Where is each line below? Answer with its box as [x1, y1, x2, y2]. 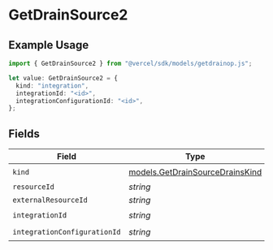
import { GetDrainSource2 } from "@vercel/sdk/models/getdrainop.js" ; [8, 59, 253, 67]
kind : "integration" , [15, 81, 89, 90]
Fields [8, 127, 41, 140]
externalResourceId [12, 196, 88, 205]
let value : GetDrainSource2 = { [8, 74, 118, 82]
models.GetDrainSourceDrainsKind [128, 166, 262, 178]
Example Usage [8, 38, 89, 52]
